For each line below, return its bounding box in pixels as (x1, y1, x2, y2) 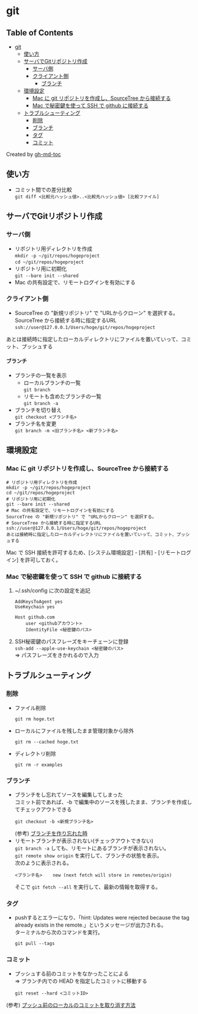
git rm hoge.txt (14, 716, 55, 722)
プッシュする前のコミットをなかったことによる (14, 970, 129, 977)
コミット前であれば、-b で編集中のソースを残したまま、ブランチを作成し (14, 798, 192, 806)
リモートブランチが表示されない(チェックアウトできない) (14, 837, 154, 844)
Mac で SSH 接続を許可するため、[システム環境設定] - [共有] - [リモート (6, 549, 181, 556)
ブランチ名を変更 (14, 420, 57, 427)
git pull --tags (14, 941, 55, 947)
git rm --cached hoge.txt (14, 739, 79, 745)
